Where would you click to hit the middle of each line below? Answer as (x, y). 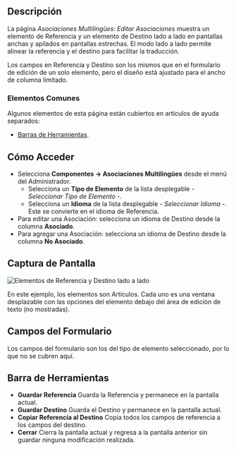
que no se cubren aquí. (41, 356)
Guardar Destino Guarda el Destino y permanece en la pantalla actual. (119, 410)
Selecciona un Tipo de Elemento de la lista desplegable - (111, 188)
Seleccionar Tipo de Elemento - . (75, 196)
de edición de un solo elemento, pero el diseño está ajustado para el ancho (116, 72)
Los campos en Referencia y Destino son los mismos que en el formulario (114, 65)
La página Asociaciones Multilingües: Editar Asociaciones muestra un (108, 28)
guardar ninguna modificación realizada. (76, 440)
